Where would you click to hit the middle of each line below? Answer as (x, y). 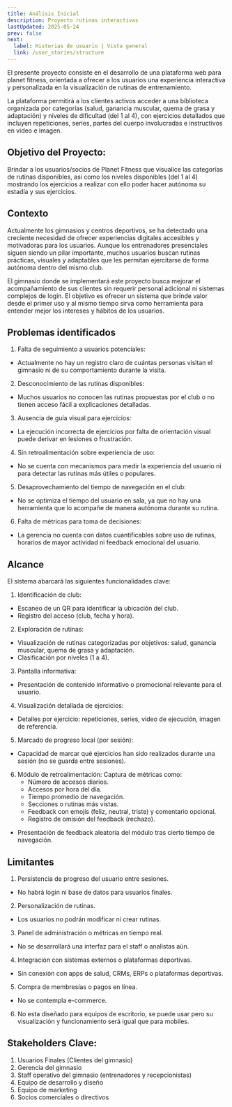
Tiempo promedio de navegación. (76, 797)
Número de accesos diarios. (68, 782)
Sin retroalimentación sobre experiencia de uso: (86, 453)
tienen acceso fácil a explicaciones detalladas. (84, 405)
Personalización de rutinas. (56, 905)
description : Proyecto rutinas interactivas (73, 20)
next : (15, 40)
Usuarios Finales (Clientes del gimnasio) (75, 1060)
